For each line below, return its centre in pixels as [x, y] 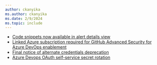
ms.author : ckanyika [26, 14]
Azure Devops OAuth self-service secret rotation [61, 57]
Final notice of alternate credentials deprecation [60, 52]
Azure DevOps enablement [39, 47]
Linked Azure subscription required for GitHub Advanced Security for [82, 42]
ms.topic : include [24, 23]
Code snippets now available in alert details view [61, 37]
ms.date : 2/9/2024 [24, 18]
